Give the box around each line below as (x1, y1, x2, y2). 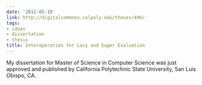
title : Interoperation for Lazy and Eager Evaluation (6, 43, 146, 49)
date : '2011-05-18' (6, 8, 56, 15)
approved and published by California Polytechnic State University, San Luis (6, 65, 197, 72)
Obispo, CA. (6, 72, 36, 79)
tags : (6, 20, 20, 26)
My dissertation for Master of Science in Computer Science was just (6, 58, 177, 66)
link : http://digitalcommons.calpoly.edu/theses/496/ (6, 14, 146, 20)
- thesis (6, 37, 29, 43)
